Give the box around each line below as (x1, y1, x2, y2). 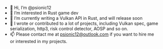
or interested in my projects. (9, 39, 68, 44)
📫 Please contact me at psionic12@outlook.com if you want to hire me (9, 31, 155, 37)
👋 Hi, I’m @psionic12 (9, 5, 52, 10)
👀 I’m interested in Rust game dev (9, 10, 79, 16)
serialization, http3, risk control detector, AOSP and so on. (9, 26, 128, 32)
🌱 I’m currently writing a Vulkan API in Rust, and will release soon (9, 15, 143, 21)
